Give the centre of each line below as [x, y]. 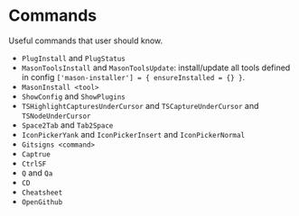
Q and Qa [37, 173]
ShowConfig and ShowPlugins [73, 96]
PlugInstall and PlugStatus [73, 58]
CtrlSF [34, 164]
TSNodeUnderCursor [56, 116]
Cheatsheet [42, 193]
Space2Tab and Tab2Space [67, 125]
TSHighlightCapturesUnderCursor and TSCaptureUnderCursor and [140, 105]
